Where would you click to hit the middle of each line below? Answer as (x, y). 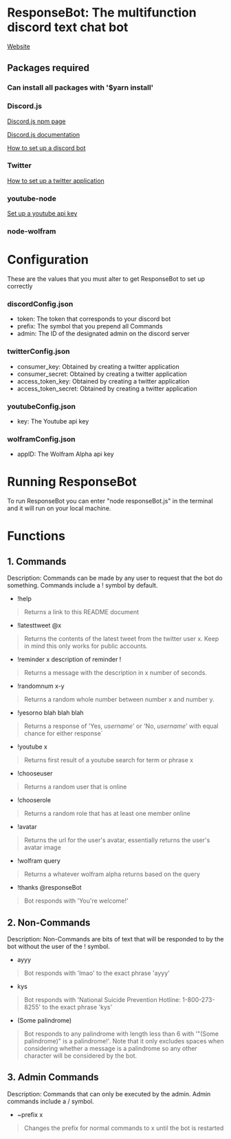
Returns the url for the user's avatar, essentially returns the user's (117, 840)
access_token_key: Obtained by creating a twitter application (103, 381)
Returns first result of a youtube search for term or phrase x (109, 760)
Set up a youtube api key (42, 213)
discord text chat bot (68, 27)
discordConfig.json (40, 304)
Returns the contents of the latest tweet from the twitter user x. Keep (121, 639)
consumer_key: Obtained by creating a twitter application (98, 366)
